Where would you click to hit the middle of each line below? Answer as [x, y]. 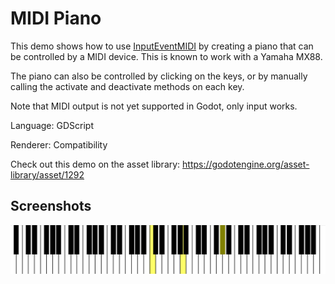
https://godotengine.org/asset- [246, 164]
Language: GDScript [52, 125]
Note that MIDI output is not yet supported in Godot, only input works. [154, 106]
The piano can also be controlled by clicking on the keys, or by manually [159, 76]
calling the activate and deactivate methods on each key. [127, 86]
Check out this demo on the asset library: [95, 164]
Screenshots [51, 206]
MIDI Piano [56, 18]
